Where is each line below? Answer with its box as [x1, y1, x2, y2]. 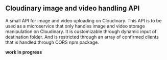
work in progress [5, 49, 42, 55]
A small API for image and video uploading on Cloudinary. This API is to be [5, 17, 162, 23]
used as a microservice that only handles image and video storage [5, 23, 146, 29]
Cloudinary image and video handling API [5, 4, 140, 13]
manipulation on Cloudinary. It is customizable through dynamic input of [5, 28, 157, 35]
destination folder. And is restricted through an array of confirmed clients [5, 34, 159, 40]
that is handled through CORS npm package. [5, 39, 100, 45]
